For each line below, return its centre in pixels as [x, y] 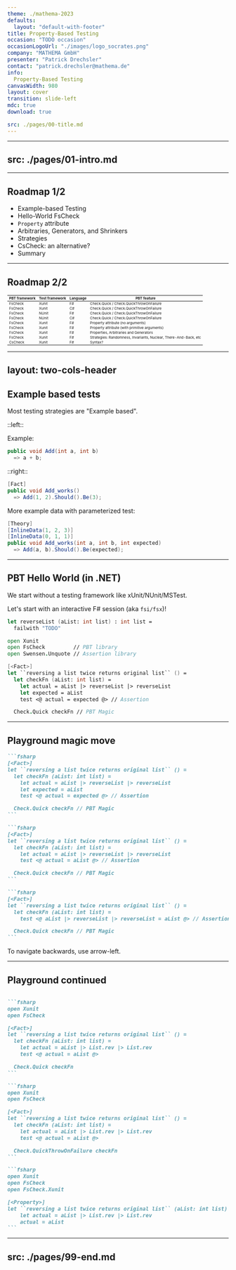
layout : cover [28, 92]
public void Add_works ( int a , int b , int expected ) [84, 543]
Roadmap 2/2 [38, 282]
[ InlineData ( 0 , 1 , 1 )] [40, 537]
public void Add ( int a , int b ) [53, 451]
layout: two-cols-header [62, 370]
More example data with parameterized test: [71, 511]
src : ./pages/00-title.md [45, 124]
